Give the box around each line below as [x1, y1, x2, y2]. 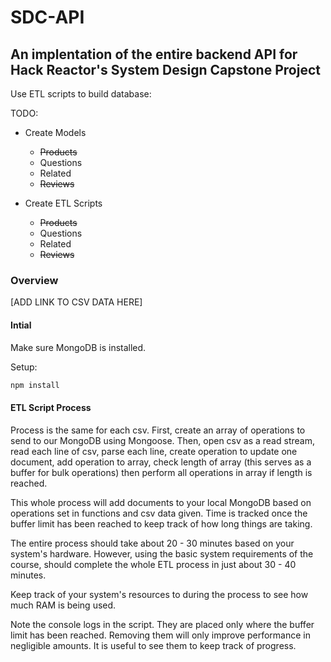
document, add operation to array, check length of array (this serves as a [10, 456, 312, 468]
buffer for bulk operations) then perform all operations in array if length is [10, 466, 313, 478]
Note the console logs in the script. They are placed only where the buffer [10, 618, 315, 630]
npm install [10, 380, 60, 390]
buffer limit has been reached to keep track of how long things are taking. [10, 517, 313, 530]
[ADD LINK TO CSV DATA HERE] [10, 296, 143, 308]
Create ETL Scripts [24, 197, 103, 209]
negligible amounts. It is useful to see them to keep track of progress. [10, 639, 297, 651]
